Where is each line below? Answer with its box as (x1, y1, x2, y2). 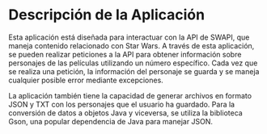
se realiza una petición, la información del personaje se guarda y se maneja (8, 66, 260, 76)
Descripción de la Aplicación (8, 6, 205, 24)
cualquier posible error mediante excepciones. (8, 75, 163, 85)
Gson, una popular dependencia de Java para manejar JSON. (8, 116, 213, 126)
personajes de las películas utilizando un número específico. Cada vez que (8, 58, 258, 68)
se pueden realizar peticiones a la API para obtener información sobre (8, 49, 242, 59)
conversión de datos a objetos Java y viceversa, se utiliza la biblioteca (8, 107, 243, 118)
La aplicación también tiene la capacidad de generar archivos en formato (8, 90, 252, 100)
